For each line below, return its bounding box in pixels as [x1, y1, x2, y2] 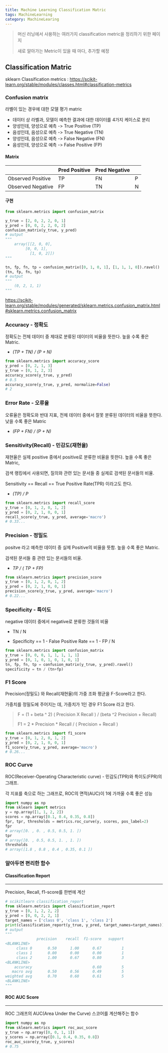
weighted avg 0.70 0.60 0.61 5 [5, 974, 124, 979]
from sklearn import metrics [5, 805, 66, 810]
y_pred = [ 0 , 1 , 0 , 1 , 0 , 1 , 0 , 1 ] [5, 657, 79, 662]
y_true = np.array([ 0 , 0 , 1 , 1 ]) [5, 1030, 75, 1035]
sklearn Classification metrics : [5, 76, 69, 82]
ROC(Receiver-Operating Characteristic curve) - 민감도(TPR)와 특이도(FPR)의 [5, 773, 162, 779]
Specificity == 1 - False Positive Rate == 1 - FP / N [12, 638, 115, 644]
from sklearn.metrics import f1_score [5, 731, 86, 736]
